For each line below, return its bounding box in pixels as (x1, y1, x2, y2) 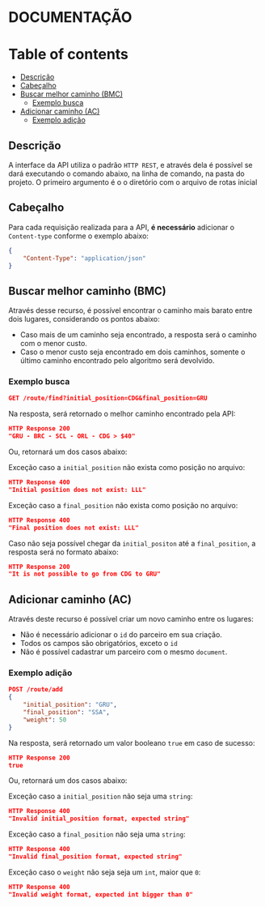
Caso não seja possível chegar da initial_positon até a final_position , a (8, 538, 256, 548)
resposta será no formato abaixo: (8, 547, 119, 557)
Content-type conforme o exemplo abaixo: (8, 231, 149, 241)
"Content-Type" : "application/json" (23, 254, 147, 263)
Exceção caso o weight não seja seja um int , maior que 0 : (8, 867, 201, 877)
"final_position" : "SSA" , (23, 708, 111, 717)
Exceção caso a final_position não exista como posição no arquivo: (8, 500, 238, 510)
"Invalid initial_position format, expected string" (8, 815, 190, 823)
